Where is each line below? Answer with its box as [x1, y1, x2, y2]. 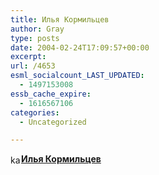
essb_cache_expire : [10, 89, 92, 99]
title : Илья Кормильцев [10, 14, 110, 25]
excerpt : [10, 52, 47, 62]
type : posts [10, 33, 60, 43]
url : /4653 [10, 61, 56, 71]
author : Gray [10, 24, 65, 34]
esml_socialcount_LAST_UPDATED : [10, 71, 145, 81]
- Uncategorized [19, 117, 87, 127]
